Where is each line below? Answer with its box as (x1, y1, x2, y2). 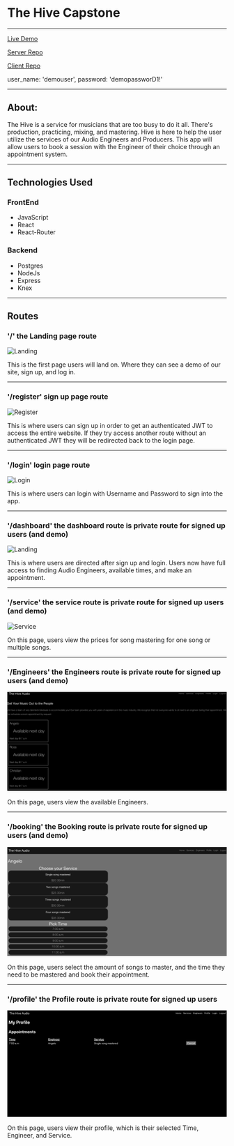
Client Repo (7, 61, 40, 70)
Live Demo (7, 34, 38, 43)
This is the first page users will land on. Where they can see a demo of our (7, 360, 221, 369)
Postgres (17, 261, 44, 270)
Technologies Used (7, 176, 93, 189)
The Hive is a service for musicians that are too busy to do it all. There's (7, 120, 214, 128)
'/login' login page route (7, 460, 91, 470)
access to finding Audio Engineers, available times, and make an (7, 566, 192, 574)
